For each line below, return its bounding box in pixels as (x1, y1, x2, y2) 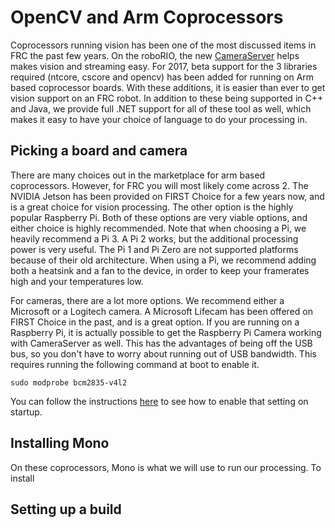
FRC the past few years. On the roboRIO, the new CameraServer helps (10, 49, 300, 61)
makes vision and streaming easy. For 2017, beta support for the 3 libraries (10, 60, 318, 72)
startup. (10, 406, 43, 418)
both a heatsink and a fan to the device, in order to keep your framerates (10, 264, 310, 276)
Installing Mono (10, 435, 110, 452)
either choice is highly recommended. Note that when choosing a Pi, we (10, 222, 307, 234)
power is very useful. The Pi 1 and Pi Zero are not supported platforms (10, 243, 299, 255)
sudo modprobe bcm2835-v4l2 (10, 377, 128, 388)
